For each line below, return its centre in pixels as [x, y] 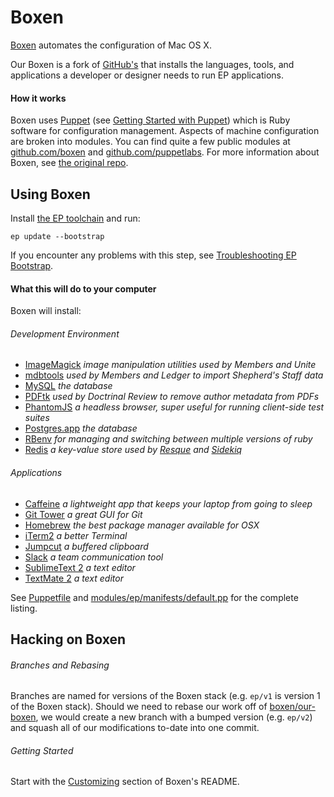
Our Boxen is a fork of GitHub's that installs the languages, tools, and [152, 64]
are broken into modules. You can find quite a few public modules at [150, 142]
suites [37, 418]
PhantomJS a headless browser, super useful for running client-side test [174, 407]
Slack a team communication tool [94, 557]
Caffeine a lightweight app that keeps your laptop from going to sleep [168, 503]
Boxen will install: [46, 311]
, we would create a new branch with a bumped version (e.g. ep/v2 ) [174, 717]
